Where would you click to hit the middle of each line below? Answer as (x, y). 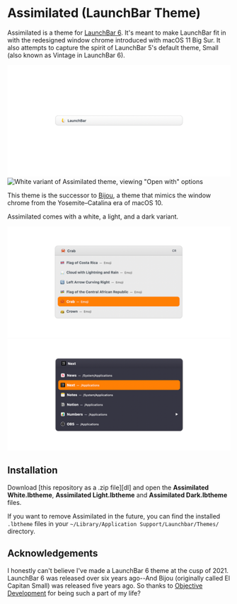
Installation (33, 471)
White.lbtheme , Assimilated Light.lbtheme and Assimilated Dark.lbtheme (117, 495)
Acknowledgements (53, 553)
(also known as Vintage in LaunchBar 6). (66, 55)
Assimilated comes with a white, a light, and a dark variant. (93, 216)
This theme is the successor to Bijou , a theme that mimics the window (109, 195)
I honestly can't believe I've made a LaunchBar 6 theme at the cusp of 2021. (118, 570)
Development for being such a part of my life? (74, 593)
